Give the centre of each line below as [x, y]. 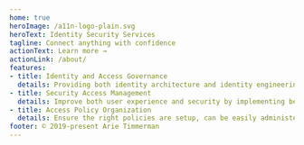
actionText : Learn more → [58, 51]
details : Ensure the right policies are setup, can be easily [137, 118]
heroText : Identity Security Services [82, 34]
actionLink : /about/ [48, 59]
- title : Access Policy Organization [81, 110]
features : [28, 68]
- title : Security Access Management [81, 93]
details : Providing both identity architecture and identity [135, 85]
